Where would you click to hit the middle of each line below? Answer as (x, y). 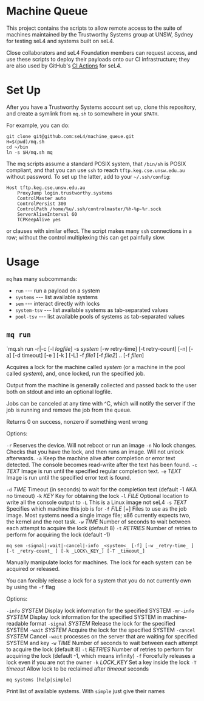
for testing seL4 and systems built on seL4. (60, 41)
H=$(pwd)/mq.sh (25, 142)
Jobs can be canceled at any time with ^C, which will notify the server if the (101, 403)
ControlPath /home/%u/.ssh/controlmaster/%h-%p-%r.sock (90, 209)
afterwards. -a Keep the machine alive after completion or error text (91, 458)
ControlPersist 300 (42, 204)
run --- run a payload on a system (57, 291)
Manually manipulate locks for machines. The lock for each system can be (99, 562)
